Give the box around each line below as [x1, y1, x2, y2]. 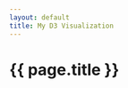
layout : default [9, 12, 70, 22]
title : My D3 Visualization [9, 21, 115, 30]
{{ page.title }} [9, 60, 120, 80]
